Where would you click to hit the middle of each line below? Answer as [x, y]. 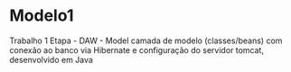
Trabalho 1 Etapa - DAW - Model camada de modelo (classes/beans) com [146, 40]
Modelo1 [42, 16]
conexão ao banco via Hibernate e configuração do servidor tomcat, [137, 49]
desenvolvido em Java [51, 59]
